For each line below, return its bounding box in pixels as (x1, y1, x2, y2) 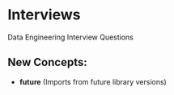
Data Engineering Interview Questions (7, 32, 134, 42)
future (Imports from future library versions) (19, 76, 167, 86)
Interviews (7, 6, 81, 24)
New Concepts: (7, 56, 87, 69)
